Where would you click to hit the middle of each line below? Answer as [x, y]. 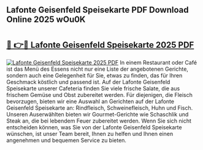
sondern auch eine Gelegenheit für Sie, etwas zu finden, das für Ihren [94, 75]
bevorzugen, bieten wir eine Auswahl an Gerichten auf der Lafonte [90, 101]
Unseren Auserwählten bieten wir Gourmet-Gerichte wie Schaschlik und [98, 114]
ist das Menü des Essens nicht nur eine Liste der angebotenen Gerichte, [98, 69]
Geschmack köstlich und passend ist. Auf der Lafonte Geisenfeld [88, 82]
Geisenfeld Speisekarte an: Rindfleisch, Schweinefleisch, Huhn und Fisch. [100, 108]
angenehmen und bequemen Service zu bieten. [67, 140]
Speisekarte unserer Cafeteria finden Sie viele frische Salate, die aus [93, 88]
